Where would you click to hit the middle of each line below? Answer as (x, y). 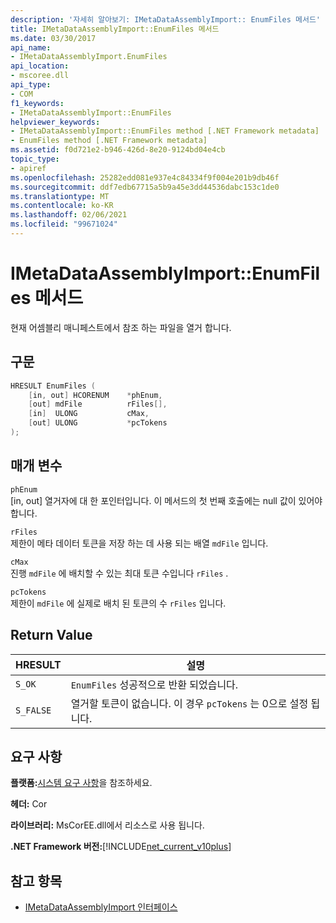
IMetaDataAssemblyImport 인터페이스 (101, 907)
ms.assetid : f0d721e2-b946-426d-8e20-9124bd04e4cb (118, 150)
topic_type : (35, 159)
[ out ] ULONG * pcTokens (98, 423)
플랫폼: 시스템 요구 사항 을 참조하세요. (81, 783)
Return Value (51, 635)
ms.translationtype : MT (60, 196)
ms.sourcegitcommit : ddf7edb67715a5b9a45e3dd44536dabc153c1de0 (145, 187)
